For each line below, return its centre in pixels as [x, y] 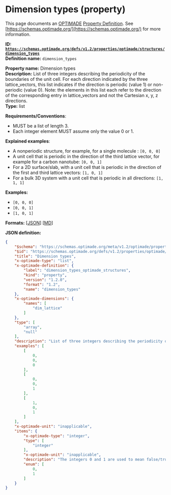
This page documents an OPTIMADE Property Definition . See [69, 23]
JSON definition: [23, 232]
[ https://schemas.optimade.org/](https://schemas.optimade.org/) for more [83, 28]
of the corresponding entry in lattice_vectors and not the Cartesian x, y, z [82, 95]
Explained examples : [28, 141]
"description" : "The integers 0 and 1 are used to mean [84, 460]
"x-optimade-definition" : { [44, 266]
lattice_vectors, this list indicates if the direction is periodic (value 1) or [79, 84]
